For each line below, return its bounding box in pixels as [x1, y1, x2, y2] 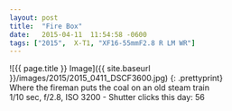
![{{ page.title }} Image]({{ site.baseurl [9, 63, 151, 74]
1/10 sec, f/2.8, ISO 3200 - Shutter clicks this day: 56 [9, 92, 206, 103]
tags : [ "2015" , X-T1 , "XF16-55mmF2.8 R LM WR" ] [9, 38, 196, 48]
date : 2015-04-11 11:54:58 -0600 [9, 30, 147, 39]
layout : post [9, 13, 59, 23]
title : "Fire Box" [9, 22, 83, 31]
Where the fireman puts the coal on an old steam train [9, 82, 210, 93]
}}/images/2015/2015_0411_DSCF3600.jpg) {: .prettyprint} [9, 73, 224, 84]
